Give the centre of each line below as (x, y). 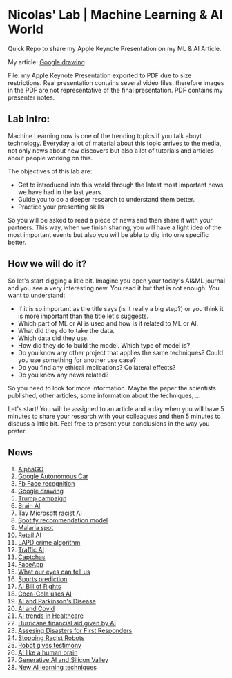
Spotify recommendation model (63, 520)
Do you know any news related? (63, 375)
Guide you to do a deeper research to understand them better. (106, 199)
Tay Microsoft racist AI (50, 513)
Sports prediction (42, 579)
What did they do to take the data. (66, 330)
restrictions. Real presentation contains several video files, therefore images (116, 82)
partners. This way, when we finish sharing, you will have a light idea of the (115, 227)
